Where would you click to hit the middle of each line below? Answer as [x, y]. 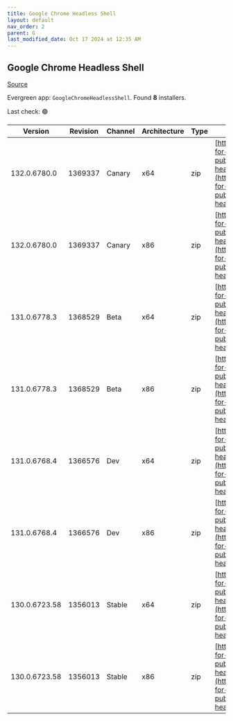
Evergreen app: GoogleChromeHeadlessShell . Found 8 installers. [97, 97]
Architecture [163, 131]
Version [36, 131]
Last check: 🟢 [28, 111]
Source [17, 84]
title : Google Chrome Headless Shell [62, 14]
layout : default [31, 20]
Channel [121, 131]
